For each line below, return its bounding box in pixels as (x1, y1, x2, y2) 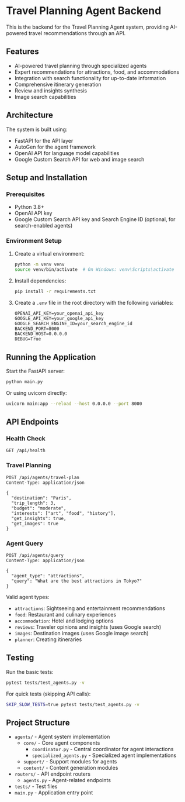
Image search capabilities (14, 93, 77, 100)
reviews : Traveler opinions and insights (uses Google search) (14, 624, 162, 631)
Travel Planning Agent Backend (6, 4, 162, 18)
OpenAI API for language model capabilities (14, 149, 120, 156)
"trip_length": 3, (11, 500, 57, 506)
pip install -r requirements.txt (14, 288, 96, 295)
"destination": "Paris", (11, 495, 72, 501)
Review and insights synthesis (14, 87, 88, 94)
